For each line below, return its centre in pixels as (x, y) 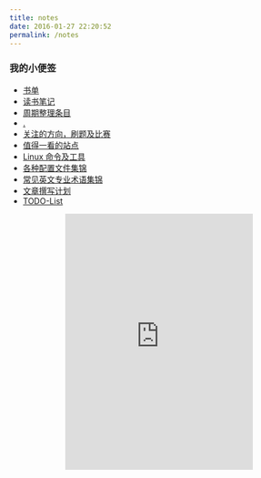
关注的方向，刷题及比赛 (66, 134)
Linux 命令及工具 (54, 157)
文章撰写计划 (46, 190)
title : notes (34, 18)
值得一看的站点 (50, 145)
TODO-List (43, 200)
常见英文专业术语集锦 (62, 179)
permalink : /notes (44, 35)
